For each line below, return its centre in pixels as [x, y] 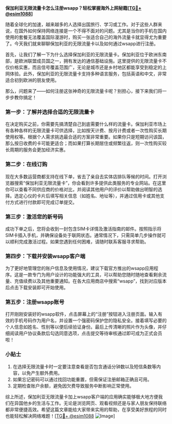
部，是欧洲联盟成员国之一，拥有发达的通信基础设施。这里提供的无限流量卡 [84, 61]
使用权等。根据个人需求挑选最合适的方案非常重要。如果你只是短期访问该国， [86, 137]
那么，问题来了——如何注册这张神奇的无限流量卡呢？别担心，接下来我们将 [84, 91]
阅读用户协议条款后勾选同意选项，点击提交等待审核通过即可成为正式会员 [86, 333]
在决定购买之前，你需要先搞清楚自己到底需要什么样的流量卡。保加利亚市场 [84, 124]
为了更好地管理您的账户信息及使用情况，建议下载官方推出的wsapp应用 [80, 268]
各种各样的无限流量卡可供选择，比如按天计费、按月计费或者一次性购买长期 [88, 131]
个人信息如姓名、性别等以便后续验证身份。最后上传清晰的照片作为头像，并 [84, 327]
